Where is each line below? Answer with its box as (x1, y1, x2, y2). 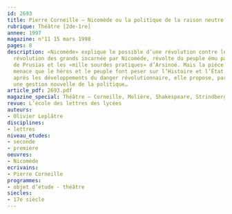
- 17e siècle (7, 196, 45, 204)
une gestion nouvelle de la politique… (13, 81, 128, 88)
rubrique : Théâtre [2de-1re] (7, 23, 91, 30)
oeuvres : (7, 151, 32, 159)
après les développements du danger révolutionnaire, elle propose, (13, 74, 215, 81)
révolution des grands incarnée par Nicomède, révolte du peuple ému (13, 55, 217, 62)
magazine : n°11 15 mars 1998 (7, 36, 91, 43)
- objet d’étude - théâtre (7, 184, 85, 191)
